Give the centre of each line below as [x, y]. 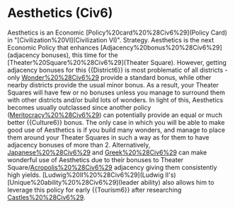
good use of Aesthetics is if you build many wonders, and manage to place [116, 130]
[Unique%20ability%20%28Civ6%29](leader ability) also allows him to [111, 182]
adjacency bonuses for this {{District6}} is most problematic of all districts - [117, 70]
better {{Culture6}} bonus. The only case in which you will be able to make [116, 122]
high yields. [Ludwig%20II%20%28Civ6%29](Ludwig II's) [92, 175]
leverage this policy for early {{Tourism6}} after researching [94, 190]
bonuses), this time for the [80, 55]
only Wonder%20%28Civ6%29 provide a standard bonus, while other [109, 77]
